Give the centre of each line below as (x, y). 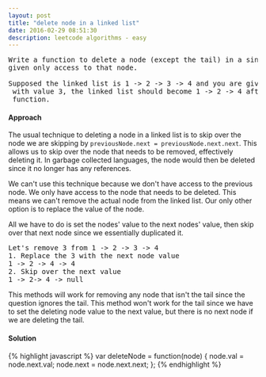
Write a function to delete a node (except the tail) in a (125, 60)
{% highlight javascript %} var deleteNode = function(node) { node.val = (126, 356)
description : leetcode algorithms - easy (78, 38)
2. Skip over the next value (65, 272)
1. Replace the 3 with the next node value (94, 256)
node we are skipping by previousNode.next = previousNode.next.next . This (133, 143)
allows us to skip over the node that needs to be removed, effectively (121, 152)
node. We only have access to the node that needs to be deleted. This (122, 192)
